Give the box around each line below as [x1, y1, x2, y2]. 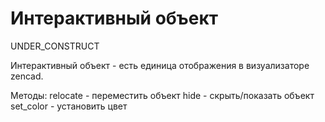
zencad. [10, 70, 44, 82]
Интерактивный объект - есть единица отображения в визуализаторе [10, 59, 310, 71]
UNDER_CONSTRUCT [10, 40, 100, 52]
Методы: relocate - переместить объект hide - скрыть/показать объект [10, 89, 315, 101]
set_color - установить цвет [10, 100, 128, 112]
